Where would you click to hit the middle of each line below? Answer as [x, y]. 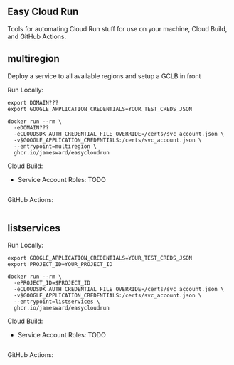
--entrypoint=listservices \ [57, 302]
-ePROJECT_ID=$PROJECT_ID [52, 283]
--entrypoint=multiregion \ [55, 146]
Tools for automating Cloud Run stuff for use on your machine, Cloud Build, [117, 28]
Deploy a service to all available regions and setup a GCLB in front [104, 76]
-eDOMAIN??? [32, 127]
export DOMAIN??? [33, 102]
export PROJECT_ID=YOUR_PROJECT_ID [60, 265]
